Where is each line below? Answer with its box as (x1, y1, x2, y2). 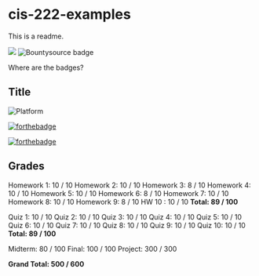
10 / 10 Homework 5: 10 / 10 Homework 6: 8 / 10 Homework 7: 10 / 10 (8, 188, 229, 198)
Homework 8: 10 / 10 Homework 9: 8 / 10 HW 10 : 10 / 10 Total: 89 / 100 (8, 197, 239, 206)
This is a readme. (8, 31, 64, 41)
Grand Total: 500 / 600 (8, 259, 85, 268)
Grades (8, 159, 45, 173)
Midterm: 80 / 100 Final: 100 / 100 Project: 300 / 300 (8, 244, 177, 253)
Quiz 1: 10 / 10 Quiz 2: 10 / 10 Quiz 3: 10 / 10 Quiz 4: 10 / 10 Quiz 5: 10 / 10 (8, 212, 242, 221)
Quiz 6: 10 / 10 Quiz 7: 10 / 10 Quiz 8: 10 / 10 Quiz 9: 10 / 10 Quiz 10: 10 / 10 (8, 220, 246, 230)
